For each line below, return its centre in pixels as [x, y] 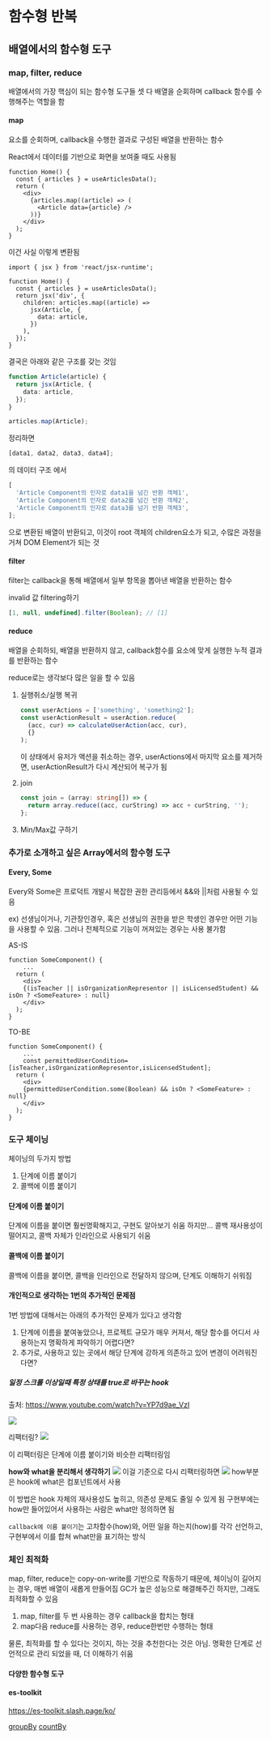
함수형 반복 [43, 17]
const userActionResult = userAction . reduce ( [98, 717]
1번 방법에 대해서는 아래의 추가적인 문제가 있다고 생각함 [95, 1315]
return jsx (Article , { [54, 384]
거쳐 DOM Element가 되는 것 [54, 542]
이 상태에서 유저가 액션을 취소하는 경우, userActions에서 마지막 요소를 [130, 757]
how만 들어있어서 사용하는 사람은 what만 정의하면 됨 [92, 1509]
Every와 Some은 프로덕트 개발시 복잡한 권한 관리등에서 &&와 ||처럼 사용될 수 [129, 891]
